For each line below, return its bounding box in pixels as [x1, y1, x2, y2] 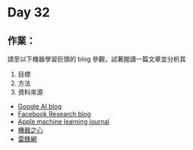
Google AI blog [17, 102, 62, 111]
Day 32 [7, 4, 51, 21]
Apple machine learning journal [17, 117, 110, 126]
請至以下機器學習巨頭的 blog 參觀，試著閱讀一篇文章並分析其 [7, 55, 187, 63]
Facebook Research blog [17, 110, 91, 118]
